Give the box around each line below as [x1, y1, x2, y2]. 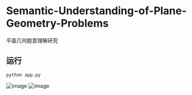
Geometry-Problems [6, 17, 109, 30]
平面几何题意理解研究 [6, 37, 58, 44]
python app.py [6, 72, 41, 78]
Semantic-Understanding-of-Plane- [6, 4, 187, 18]
